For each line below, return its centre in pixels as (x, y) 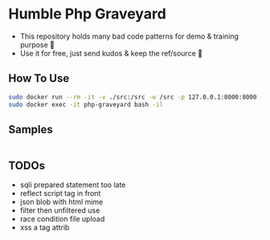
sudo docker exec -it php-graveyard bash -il (86, 104)
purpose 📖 (37, 44)
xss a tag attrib (45, 228)
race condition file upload (62, 219)
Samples (31, 129)
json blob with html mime (61, 202)
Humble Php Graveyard (87, 14)
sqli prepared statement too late (73, 185)
